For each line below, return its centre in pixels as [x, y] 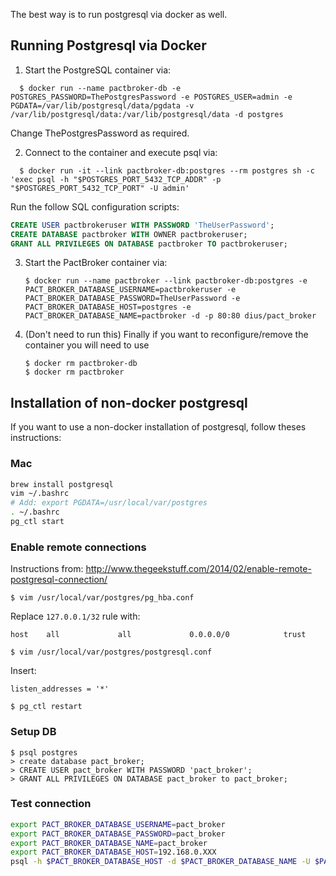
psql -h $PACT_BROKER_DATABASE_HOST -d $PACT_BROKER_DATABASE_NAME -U [160, 862]
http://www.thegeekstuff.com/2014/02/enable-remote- [198, 569]
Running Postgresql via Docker [108, 45]
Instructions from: [47, 569]
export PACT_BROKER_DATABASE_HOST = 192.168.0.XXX [113, 852]
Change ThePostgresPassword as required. [100, 133]
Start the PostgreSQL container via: [98, 70]
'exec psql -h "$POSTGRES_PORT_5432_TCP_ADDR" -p [116, 179]
